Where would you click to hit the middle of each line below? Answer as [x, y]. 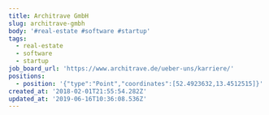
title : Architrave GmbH [49, 16]
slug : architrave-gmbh [47, 23]
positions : [27, 76]
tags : [17, 38]
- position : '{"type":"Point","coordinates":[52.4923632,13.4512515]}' [140, 83]
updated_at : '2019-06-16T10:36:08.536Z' [78, 99]
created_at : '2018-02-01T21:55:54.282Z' [78, 91]
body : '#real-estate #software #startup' [80, 31]
